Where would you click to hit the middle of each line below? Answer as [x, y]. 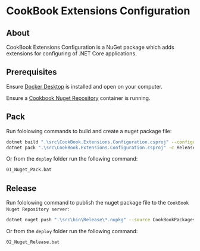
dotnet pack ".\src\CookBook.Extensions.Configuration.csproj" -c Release [101, 148]
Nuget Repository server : [38, 209]
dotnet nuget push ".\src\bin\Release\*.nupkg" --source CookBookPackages [101, 220]
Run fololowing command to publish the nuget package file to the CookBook [98, 203]
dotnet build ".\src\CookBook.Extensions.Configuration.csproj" [87, 142]
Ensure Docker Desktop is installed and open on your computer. [84, 86]
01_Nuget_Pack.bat [29, 170]
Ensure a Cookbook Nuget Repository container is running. [78, 98]
